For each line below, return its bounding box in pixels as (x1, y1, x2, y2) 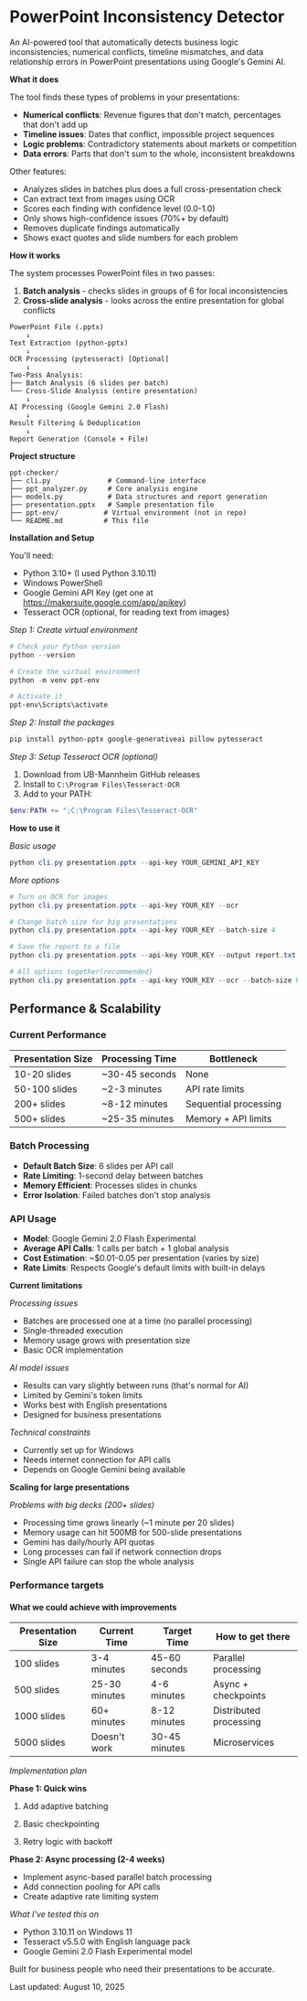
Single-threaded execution (22, 1325, 123, 1336)
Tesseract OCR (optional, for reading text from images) (22, 606, 230, 617)
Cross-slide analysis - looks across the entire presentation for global (22, 294, 285, 305)
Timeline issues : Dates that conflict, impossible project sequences (22, 128, 275, 139)
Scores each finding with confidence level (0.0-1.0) (22, 203, 216, 214)
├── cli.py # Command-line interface (9, 476, 206, 486)
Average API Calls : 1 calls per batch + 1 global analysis (22, 1243, 230, 1254)
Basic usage (9, 840, 57, 851)
